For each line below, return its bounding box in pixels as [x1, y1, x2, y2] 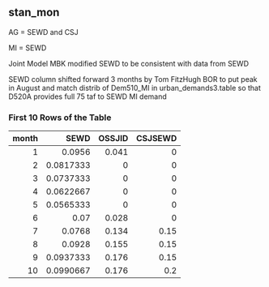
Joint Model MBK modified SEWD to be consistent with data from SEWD [8, 58, 250, 68]
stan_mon [8, 6, 60, 19]
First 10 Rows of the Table [8, 112, 112, 123]
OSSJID [98, 133, 129, 144]
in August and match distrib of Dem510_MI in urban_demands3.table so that [8, 83, 262, 92]
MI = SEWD [8, 43, 47, 53]
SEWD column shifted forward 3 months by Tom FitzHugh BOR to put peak [8, 74, 258, 84]
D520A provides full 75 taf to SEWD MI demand [8, 92, 168, 101]
